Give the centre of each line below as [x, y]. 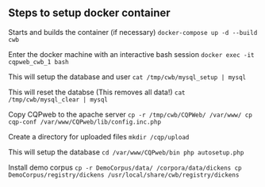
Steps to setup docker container [89, 13]
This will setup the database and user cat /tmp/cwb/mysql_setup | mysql [127, 76]
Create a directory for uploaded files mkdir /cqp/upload [99, 136]
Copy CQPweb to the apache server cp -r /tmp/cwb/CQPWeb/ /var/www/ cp [130, 114]
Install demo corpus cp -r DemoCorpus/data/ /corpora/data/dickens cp [125, 167]
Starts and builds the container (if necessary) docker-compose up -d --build [133, 32]
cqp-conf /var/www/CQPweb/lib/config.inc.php [84, 122]
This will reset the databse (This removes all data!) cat [97, 92]
